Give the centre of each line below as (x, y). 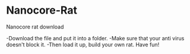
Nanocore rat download (35, 27)
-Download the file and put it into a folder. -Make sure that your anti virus (95, 38)
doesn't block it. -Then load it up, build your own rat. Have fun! (83, 45)
